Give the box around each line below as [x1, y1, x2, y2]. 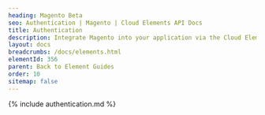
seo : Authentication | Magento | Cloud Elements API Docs [8, 19, 203, 27]
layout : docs [8, 41, 51, 49]
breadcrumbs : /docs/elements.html [8, 48, 122, 56]
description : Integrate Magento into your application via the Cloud [8, 33, 242, 42]
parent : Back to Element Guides [8, 63, 114, 71]
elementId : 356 [8, 56, 58, 64]
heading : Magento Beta [8, 11, 83, 20]
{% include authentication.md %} [8, 99, 117, 109]
